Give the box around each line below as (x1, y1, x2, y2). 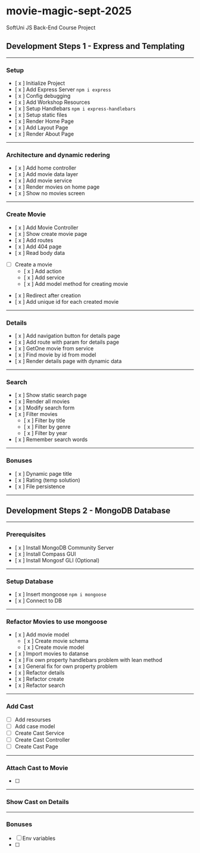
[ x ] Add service (23, 273, 65, 281)
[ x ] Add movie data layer (14, 171, 79, 178)
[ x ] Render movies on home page (14, 183, 100, 190)
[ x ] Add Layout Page (14, 124, 68, 131)
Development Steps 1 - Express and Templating (6, 41, 185, 51)
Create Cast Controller (14, 736, 70, 743)
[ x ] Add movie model (14, 631, 70, 638)
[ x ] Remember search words (14, 436, 88, 443)
